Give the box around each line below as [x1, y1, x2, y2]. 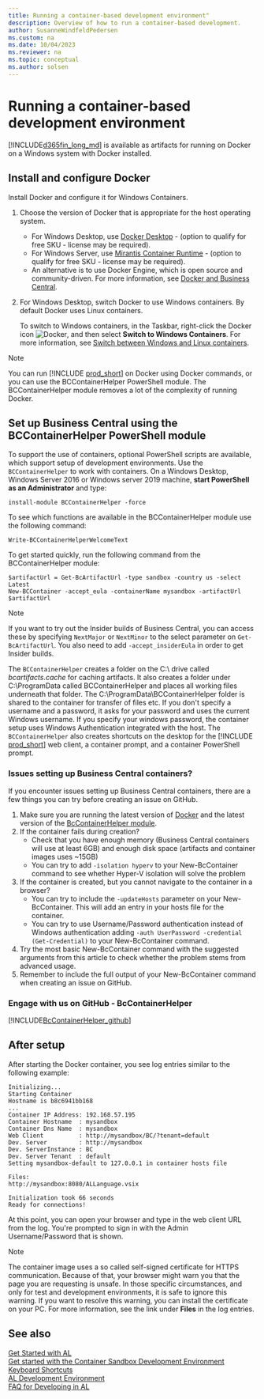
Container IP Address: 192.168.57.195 [8, 1110, 136, 1119]
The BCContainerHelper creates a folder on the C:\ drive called [8, 664, 210, 674]
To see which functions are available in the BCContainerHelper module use [8, 512, 252, 522]
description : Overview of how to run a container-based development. [8, 19, 242, 27]
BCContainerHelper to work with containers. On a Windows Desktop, [8, 467, 229, 476]
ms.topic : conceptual [8, 56, 80, 64]
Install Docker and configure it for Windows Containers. [8, 192, 188, 202]
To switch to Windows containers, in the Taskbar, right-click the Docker [19, 321, 252, 331]
